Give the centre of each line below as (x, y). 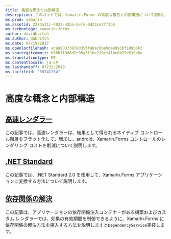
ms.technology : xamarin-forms (38, 29)
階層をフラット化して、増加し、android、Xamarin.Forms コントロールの (86, 139)
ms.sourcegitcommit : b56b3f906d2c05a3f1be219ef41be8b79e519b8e (74, 53)
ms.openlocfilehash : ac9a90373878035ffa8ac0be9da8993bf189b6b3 (74, 48)
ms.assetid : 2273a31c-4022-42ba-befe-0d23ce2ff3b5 (60, 24)
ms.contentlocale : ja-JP (32, 62)
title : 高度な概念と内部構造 (32, 10)
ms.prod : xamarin (24, 19)
